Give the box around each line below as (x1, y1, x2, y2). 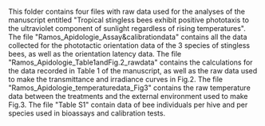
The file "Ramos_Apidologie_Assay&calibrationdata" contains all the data (8, 32, 247, 41)
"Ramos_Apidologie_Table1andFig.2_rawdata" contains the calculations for (8, 57, 253, 67)
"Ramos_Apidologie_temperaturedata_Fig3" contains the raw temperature (8, 83, 251, 93)
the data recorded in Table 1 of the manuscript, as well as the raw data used (8, 66, 258, 75)
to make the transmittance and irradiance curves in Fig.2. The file (8, 75, 223, 84)
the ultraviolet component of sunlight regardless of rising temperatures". (8, 24, 246, 33)
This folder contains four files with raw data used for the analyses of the (8, 7, 246, 16)
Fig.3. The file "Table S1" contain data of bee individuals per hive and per (8, 100, 248, 109)
